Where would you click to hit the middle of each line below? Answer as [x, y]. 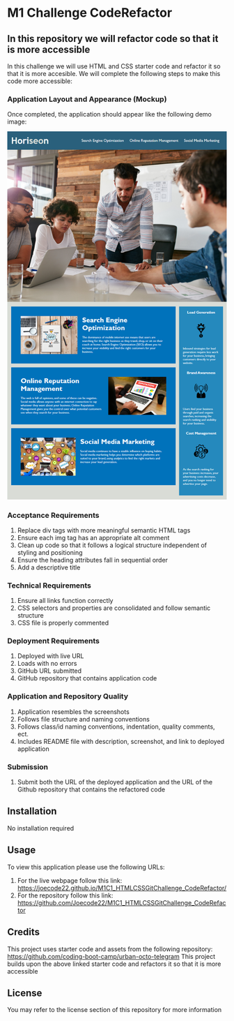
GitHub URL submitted [49, 671]
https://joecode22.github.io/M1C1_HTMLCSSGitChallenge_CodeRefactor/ [122, 888]
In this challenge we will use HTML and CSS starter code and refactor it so [114, 66]
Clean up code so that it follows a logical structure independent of [112, 545]
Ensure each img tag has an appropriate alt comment [93, 537]
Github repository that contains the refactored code [91, 789]
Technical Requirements [49, 586]
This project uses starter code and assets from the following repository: [110, 949]
